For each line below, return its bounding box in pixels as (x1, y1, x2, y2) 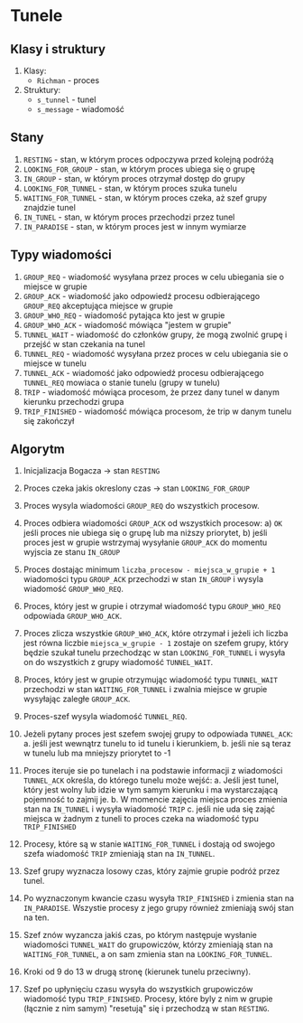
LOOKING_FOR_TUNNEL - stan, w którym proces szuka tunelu (23, 183, 237, 193)
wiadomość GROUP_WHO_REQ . (23, 584, 124, 595)
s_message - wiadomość (36, 104, 125, 114)
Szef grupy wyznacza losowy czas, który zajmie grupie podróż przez (23, 866, 280, 877)
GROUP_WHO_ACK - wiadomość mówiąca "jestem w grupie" (23, 319, 233, 330)
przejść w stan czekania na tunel (23, 338, 145, 349)
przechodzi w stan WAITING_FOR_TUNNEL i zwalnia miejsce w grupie (23, 684, 268, 695)
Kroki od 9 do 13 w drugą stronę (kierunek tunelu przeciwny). (23, 966, 252, 977)
